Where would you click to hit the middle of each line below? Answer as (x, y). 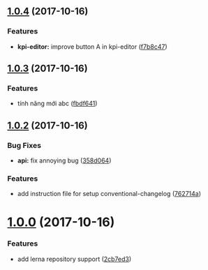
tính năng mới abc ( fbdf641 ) (57, 103)
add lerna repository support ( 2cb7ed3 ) (74, 259)
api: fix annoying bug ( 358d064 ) (64, 160)
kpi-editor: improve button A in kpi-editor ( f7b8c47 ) (92, 46)
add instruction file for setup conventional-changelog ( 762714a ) (109, 194)
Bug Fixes (24, 145)
